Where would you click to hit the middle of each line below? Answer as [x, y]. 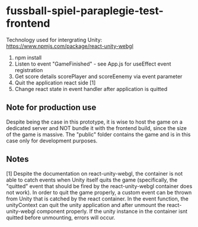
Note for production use [51, 108]
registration [29, 70]
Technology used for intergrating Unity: [54, 40]
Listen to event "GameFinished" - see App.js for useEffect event [93, 64]
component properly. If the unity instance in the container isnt [112, 211]
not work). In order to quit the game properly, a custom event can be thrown [99, 192]
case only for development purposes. [52, 141]
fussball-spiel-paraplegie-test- [85, 11]
